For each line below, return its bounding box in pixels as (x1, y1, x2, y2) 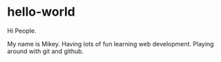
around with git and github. (7, 47, 84, 55)
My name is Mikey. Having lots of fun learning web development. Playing (7, 40, 214, 48)
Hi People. (7, 27, 37, 35)
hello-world (7, 4, 76, 20)
